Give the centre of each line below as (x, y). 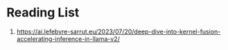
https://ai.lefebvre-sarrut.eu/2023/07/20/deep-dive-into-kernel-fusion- (119, 32)
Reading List (43, 13)
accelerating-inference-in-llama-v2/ (68, 38)
